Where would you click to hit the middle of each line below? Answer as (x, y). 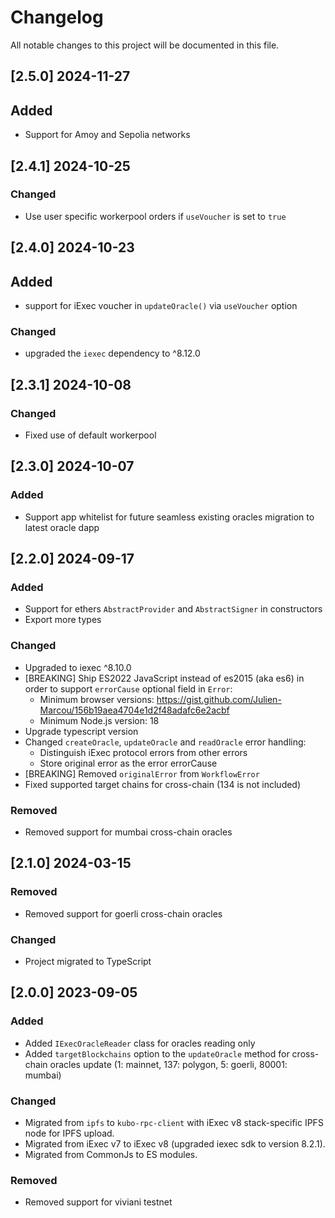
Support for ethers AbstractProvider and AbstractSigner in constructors (173, 609)
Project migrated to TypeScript (88, 961)
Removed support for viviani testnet (98, 1202)
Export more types (63, 620)
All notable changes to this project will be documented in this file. (145, 45)
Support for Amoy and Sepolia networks (107, 135)
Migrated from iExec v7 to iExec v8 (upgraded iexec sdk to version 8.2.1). (175, 1143)
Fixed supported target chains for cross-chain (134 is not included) (163, 784)
